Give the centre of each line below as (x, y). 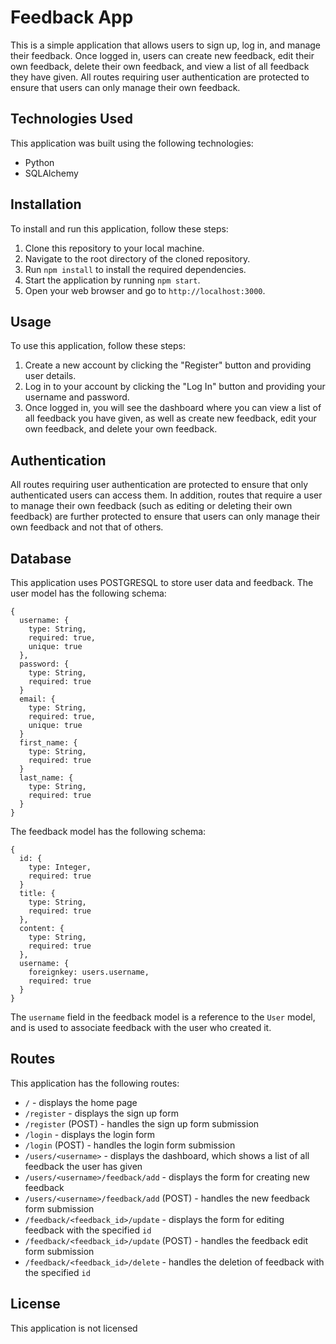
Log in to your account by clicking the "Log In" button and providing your (175, 387)
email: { (37, 699)
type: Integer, (60, 867)
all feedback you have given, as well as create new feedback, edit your (170, 418)
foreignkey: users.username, (89, 972)
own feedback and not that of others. (87, 527)
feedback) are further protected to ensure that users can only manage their (165, 517)
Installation (46, 204)
